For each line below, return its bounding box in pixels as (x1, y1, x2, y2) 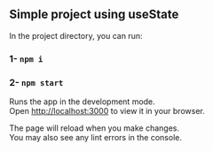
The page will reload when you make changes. (9, 123, 180, 133)
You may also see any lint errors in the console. (9, 132, 182, 143)
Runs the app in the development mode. (9, 96, 155, 107)
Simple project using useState (9, 7, 179, 22)
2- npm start (9, 76, 64, 88)
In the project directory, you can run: (9, 30, 143, 41)
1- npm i (9, 52, 43, 64)
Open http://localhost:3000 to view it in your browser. (9, 106, 206, 117)
